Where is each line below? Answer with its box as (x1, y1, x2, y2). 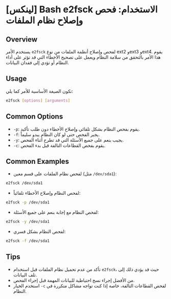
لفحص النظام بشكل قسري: (13, 228, 66, 234)
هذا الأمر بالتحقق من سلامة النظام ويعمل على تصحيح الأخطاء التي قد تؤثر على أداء (6, 54, 161, 60)
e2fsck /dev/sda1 (6, 181, 43, 186)
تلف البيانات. (13, 271, 37, 278)
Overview (6, 35, 38, 44)
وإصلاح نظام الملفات (6, 14, 83, 26)
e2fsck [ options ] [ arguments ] (6, 98, 71, 103)
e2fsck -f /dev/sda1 (6, 238, 50, 244)
